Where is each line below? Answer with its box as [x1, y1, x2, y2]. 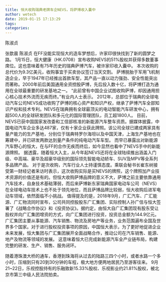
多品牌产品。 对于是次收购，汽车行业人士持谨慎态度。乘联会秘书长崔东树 [5, 162, 154, 168]
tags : [5, 21, 16, 26]
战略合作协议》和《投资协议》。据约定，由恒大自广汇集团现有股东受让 [18, 205, 159, 211]
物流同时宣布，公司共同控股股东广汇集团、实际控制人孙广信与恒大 [22, 199, 157, 205]
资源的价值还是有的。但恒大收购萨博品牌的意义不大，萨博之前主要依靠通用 [9, 174, 161, 180]
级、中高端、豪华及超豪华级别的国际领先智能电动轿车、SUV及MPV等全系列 [5, 156, 158, 162]
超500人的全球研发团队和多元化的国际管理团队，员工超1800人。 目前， [5, 113, 150, 118]
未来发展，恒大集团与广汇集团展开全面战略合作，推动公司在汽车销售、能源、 [5, 230, 161, 236]
